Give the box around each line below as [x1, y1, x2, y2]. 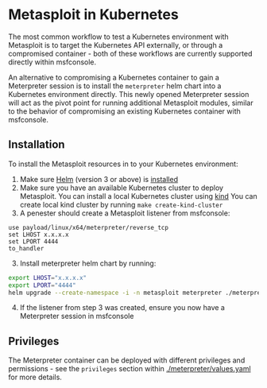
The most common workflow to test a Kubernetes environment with [8, 32, 229, 41]
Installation [8, 138, 65, 152]
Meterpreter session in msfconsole [19, 312, 134, 321]
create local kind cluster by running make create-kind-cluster [19, 200, 223, 209]
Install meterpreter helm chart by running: [19, 258, 157, 268]
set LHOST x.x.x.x [8, 231, 69, 239]
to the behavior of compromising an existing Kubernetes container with [8, 106, 241, 116]
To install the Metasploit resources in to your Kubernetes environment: [8, 159, 238, 169]
